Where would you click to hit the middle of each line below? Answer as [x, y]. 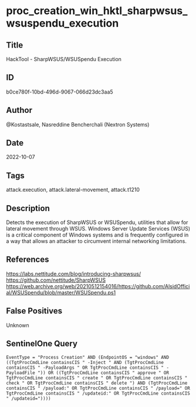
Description [28, 208]
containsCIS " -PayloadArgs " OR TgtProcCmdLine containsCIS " [85, 368]
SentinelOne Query [42, 344]
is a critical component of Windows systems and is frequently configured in [97, 235]
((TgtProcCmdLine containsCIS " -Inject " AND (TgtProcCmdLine [85, 362]
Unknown [18, 325]
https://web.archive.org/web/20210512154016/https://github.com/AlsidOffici [98, 286]
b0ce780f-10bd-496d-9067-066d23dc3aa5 [60, 92]
